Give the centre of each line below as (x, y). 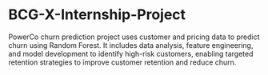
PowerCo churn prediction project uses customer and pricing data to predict (134, 37)
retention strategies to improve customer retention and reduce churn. (122, 62)
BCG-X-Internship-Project (97, 15)
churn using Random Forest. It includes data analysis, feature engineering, (131, 45)
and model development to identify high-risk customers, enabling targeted (131, 53)
